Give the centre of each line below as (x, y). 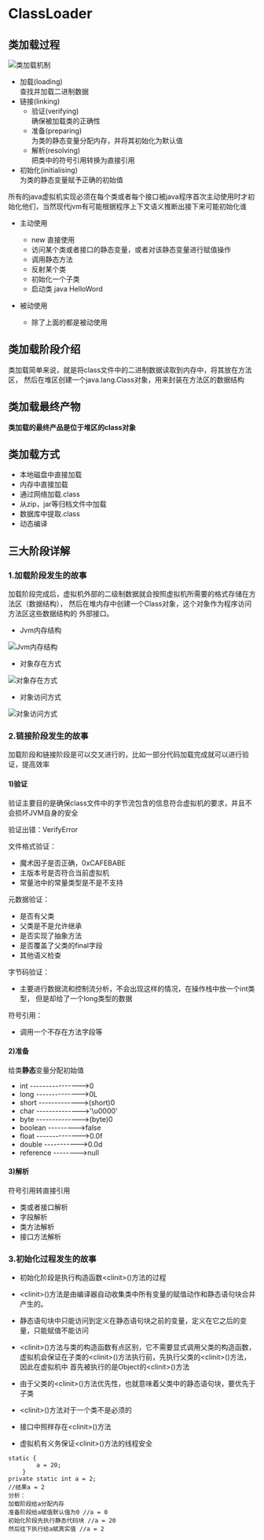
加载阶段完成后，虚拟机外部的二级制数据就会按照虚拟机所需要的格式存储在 (128, 594)
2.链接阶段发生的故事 (48, 736)
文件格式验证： (32, 846)
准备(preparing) (57, 131)
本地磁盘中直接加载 (51, 475)
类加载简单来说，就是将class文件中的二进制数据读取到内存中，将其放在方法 (130, 369)
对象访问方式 (40, 697)
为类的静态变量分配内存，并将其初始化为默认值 (107, 141)
